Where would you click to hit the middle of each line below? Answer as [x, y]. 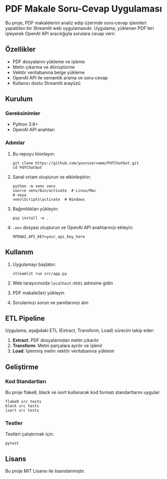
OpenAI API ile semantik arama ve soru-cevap [60, 78]
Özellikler [21, 49]
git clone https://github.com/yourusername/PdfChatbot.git [76, 163]
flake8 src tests [23, 402]
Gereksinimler [23, 113]
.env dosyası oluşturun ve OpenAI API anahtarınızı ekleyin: [73, 227]
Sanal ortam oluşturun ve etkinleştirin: [52, 177]
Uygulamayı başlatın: [34, 264]
